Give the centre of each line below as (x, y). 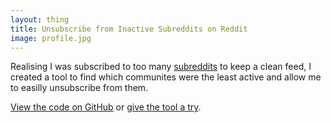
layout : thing (40, 19)
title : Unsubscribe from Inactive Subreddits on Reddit (129, 29)
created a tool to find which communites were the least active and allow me (166, 77)
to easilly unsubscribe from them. (79, 88)
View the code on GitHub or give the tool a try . (106, 107)
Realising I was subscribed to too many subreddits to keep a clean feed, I (161, 67)
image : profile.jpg (51, 38)
